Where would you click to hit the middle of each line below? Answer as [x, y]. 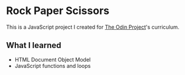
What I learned [34, 45]
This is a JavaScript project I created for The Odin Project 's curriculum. [93, 27]
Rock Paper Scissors [58, 11]
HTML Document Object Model [53, 59]
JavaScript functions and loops [53, 66]
